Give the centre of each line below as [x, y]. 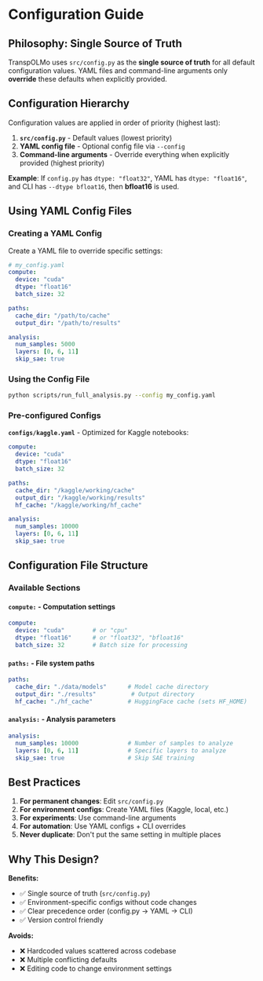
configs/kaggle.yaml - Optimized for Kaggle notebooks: [99, 433]
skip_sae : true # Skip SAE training [105, 758]
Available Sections [44, 588]
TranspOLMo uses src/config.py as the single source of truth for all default [131, 62]
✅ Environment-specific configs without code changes [108, 902]
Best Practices [44, 782]
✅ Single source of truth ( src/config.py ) [85, 894]
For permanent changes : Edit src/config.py [91, 801]
